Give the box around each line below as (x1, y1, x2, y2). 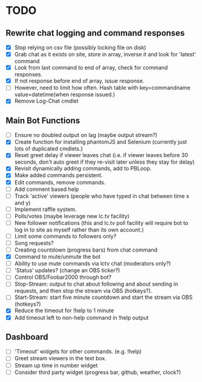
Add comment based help (14, 186, 79, 193)
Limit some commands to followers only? (14, 232, 117, 240)
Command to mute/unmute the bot (14, 253, 101, 261)
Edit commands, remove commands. (14, 178, 106, 186)
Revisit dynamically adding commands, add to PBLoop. (14, 165, 152, 172)
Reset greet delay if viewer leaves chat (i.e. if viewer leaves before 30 (14, 152, 189, 159)
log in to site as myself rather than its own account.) (14, 226, 144, 233)
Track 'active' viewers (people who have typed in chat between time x (14, 192, 190, 199)
